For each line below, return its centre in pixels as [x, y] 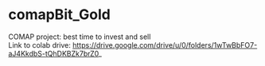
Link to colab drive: [40, 45]
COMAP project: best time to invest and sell [80, 37]
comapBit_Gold [60, 15]
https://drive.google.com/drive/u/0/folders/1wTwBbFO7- [165, 45]
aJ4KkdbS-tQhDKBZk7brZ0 [54, 53]
